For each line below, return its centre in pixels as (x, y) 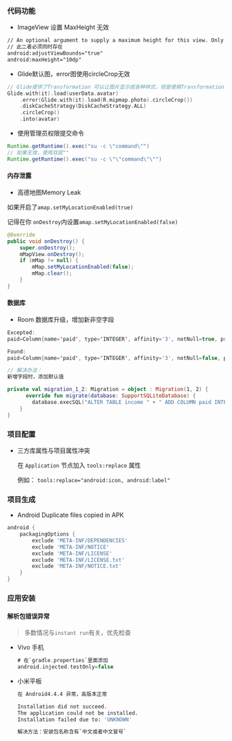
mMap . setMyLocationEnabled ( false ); (83, 267)
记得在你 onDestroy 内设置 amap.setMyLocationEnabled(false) (93, 221)
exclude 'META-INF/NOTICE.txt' (77, 566)
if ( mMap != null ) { (49, 261)
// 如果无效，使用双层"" (38, 153)
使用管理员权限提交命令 (50, 134)
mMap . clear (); (52, 274)
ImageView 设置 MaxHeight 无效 (63, 27)
